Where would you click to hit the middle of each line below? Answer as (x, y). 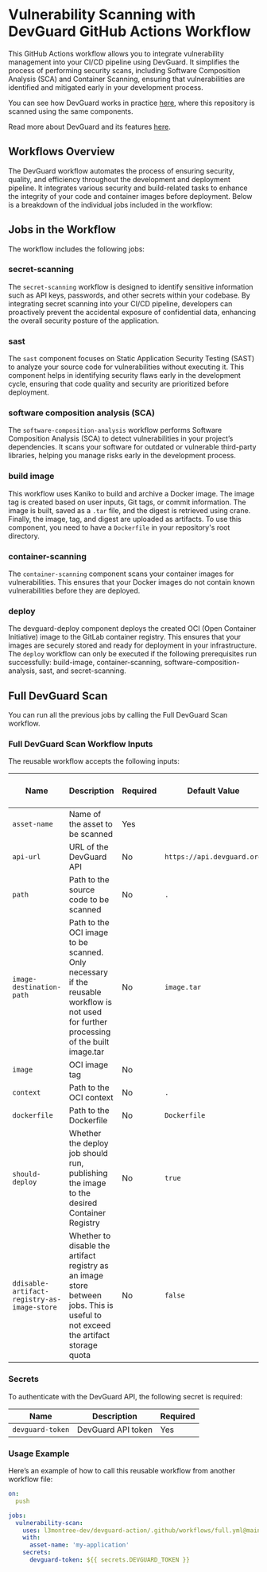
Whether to (90, 1236)
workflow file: (31, 1479)
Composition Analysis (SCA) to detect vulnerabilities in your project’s (121, 438)
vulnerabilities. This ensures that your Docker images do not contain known (132, 582)
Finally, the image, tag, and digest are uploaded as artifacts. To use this (125, 519)
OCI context (91, 1098)
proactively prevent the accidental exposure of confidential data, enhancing (132, 312)
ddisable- (31, 1284)
